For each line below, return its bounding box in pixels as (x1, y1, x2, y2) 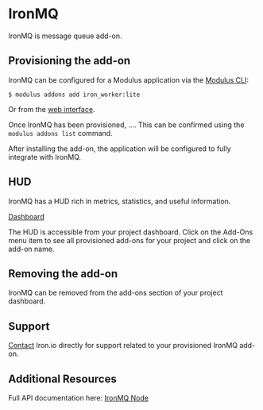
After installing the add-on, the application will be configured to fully (8, 144, 232, 153)
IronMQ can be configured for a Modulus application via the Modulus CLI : (8, 75, 249, 84)
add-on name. (8, 244, 55, 253)
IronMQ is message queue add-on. (8, 31, 122, 41)
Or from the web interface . (8, 104, 95, 114)
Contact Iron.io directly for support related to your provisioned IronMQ (8, 341, 238, 350)
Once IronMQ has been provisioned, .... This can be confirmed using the (8, 120, 245, 130)
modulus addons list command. (8, 128, 113, 137)
